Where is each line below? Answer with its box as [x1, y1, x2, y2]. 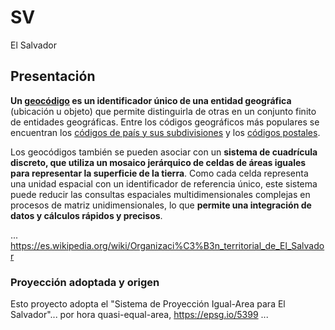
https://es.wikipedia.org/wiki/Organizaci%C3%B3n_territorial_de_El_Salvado [10, 239, 325, 251]
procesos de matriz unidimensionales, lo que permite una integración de [10, 199, 312, 211]
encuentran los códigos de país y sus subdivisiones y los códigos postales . [10, 126, 321, 138]
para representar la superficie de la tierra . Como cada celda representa [10, 167, 309, 179]
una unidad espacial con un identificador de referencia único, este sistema [10, 177, 318, 190]
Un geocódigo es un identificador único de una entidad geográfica [10, 94, 292, 106]
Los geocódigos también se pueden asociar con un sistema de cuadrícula [10, 146, 318, 158]
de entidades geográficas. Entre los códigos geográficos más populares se [10, 116, 320, 128]
